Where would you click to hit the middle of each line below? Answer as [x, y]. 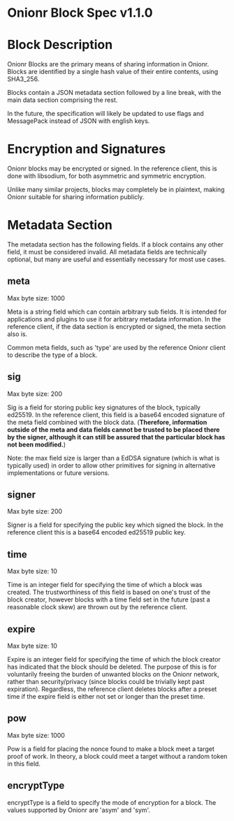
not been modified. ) [37, 444]
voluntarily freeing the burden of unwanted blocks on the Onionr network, [113, 674]
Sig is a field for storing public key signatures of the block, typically [104, 407]
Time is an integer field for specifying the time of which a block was [105, 585]
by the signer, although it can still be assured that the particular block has [116, 437]
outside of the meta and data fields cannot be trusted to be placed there [114, 429]
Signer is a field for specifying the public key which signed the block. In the [115, 525]
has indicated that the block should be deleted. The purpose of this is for [112, 667]
